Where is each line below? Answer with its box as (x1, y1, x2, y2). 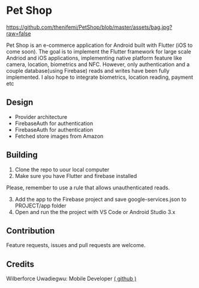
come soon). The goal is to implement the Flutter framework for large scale (6, 47, 192, 55)
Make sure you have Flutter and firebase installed (14, 172, 137, 179)
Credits (6, 259, 35, 269)
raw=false (6, 29, 31, 37)
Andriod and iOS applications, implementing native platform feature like (6, 54, 182, 61)
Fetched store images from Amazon (14, 132, 104, 139)
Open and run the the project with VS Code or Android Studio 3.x (14, 208, 176, 215)
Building (6, 150, 38, 160)
